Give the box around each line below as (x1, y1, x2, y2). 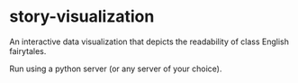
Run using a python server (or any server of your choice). (9, 63, 222, 74)
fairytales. (9, 45, 47, 56)
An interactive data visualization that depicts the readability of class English (9, 36, 290, 47)
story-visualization (9, 6, 155, 27)
